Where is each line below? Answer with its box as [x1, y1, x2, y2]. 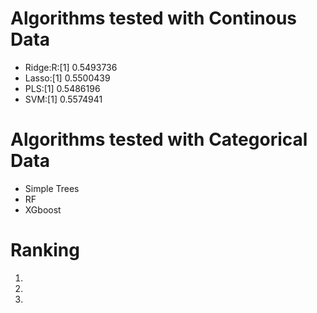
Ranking [10, 239, 80, 262]
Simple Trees [24, 182, 80, 194]
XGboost [24, 203, 62, 216]
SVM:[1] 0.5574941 [24, 93, 103, 105]
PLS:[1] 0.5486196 [24, 82, 101, 94]
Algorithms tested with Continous [10, 7, 298, 30]
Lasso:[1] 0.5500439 [24, 72, 111, 84]
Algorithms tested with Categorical [10, 128, 308, 151]
